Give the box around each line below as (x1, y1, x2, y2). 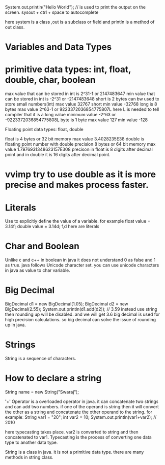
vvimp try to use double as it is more (5, 169, 156, 180)
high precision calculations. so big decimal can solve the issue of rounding (5, 317, 156, 323)
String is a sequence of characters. (5, 356, 76, 362)
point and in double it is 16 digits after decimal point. (5, 152, 110, 158)
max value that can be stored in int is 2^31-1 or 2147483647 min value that (5, 91, 155, 97)
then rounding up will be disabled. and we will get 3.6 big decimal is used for (5, 311, 160, 317)
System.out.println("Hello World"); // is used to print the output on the (5, 4, 146, 10)
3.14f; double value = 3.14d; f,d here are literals (5, 224, 100, 230)
